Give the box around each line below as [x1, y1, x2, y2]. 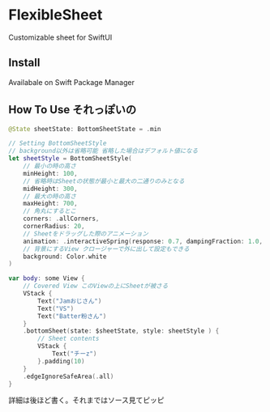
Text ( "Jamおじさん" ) [37, 297, 102, 305]
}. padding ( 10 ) [37, 357, 85, 365]
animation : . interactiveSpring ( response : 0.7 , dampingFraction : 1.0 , [23, 237, 264, 245]
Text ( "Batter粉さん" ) [37, 312, 107, 321]
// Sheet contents [37, 334, 100, 343]
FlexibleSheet [8, 6, 103, 24]
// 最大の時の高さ [23, 192, 77, 200]
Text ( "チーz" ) [51, 350, 97, 358]
